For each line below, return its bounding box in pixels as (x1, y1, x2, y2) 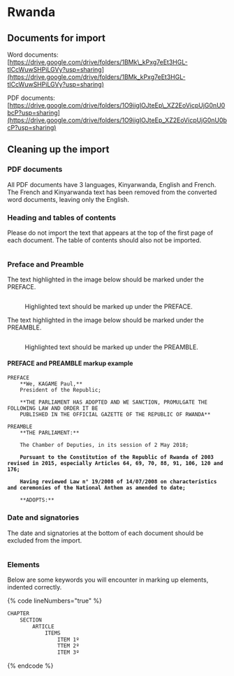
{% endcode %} (7, 661, 54, 670)
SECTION (20, 616, 42, 624)
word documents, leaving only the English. (7, 195, 129, 203)
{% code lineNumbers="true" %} (7, 596, 103, 605)
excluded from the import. (7, 536, 82, 545)
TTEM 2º (57, 642, 80, 649)
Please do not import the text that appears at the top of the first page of (7, 228, 214, 237)
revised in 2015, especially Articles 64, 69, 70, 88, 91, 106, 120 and (7, 460, 224, 467)
